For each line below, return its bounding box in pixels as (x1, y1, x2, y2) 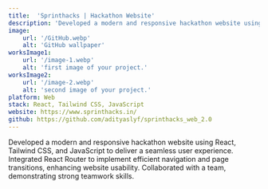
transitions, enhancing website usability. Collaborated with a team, (8, 163, 227, 172)
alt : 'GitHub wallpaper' (22, 41, 105, 49)
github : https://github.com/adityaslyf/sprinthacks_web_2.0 (8, 116, 213, 124)
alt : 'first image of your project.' (22, 64, 148, 72)
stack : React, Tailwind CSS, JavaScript (8, 100, 145, 108)
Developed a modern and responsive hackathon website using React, (8, 137, 237, 147)
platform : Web (8, 93, 56, 101)
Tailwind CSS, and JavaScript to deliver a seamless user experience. (8, 145, 234, 156)
